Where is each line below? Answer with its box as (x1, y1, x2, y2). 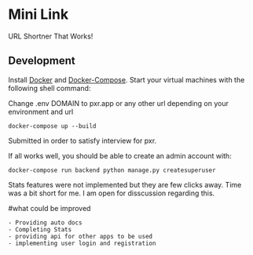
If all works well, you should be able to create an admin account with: (8, 151, 232, 160)
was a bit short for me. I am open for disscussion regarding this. (8, 188, 215, 198)
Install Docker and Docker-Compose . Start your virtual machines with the (8, 75, 245, 84)
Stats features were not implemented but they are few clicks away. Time (8, 180, 242, 189)
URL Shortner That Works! (8, 31, 93, 41)
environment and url (8, 107, 74, 116)
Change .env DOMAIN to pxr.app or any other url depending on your (8, 98, 229, 107)
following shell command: (8, 83, 91, 93)
